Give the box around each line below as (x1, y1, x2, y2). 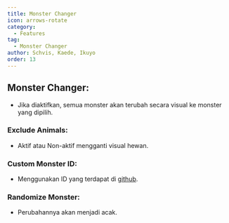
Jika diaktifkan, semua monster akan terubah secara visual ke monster (17, 100, 223, 109)
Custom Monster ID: (7, 158, 77, 168)
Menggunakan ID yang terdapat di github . (17, 175, 138, 183)
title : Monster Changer (7, 10, 77, 18)
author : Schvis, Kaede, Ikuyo (7, 50, 96, 57)
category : (7, 23, 37, 30)
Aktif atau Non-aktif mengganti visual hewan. (17, 141, 149, 149)
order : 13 (7, 56, 37, 63)
